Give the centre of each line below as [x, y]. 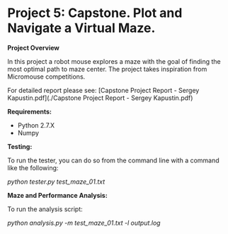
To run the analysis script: [45, 209]
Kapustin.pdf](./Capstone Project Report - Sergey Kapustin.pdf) [100, 98]
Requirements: [29, 111]
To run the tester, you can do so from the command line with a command [113, 160]
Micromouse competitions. [46, 77]
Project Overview [34, 48]
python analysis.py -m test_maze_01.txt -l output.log [84, 223]
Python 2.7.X [36, 125]
